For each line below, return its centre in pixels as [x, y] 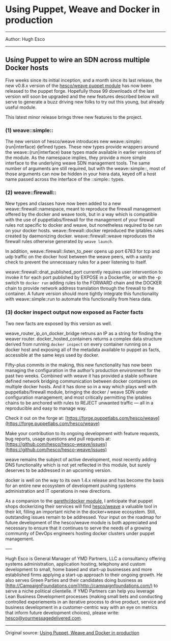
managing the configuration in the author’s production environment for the [83, 370]
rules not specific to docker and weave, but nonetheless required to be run [83, 225]
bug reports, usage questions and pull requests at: [58, 439]
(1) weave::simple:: [29, 130]
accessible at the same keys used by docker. [52, 355]
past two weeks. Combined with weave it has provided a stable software [81, 376]
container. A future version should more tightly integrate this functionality [82, 293]
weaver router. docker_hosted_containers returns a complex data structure [84, 339]
